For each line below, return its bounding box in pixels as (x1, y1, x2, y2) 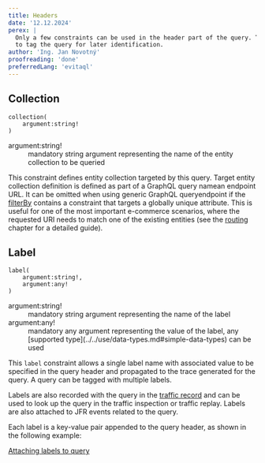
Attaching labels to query (8, 446, 90, 456)
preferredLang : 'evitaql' (8, 63, 93, 71)
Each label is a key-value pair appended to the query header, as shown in (8, 423, 247, 432)
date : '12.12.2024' (8, 19, 73, 27)
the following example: (8, 431, 82, 440)
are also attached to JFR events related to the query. (8, 407, 179, 416)
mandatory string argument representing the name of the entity (28, 149, 234, 159)
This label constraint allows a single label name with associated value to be (8, 358, 255, 368)
